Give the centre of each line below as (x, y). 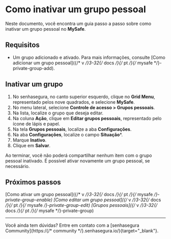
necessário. (18, 166)
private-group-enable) (29, 200)
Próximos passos (33, 182)
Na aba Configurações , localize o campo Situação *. (68, 134)
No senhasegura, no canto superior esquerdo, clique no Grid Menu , (84, 97)
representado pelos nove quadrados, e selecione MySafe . (74, 102)
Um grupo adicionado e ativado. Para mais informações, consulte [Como (89, 57)
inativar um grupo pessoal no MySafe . (46, 29)
